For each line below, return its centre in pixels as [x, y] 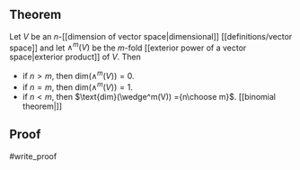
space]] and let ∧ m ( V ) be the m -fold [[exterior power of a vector [128, 47]
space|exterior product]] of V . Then [75, 57]
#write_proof [33, 156]
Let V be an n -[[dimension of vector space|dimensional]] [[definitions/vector [151, 36]
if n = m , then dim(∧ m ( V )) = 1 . [77, 86]
